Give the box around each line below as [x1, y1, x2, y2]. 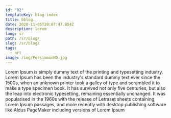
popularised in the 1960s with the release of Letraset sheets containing [5, 96, 155, 102]
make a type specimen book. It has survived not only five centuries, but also [5, 85, 166, 91]
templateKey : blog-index [5, 12, 58, 17]
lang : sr [5, 31, 24, 36]
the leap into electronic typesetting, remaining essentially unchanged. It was [5, 90, 166, 97]
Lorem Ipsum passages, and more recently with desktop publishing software [5, 102, 166, 108]
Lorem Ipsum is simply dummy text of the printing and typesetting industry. [5, 69, 163, 75]
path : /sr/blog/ [5, 36, 40, 41]
